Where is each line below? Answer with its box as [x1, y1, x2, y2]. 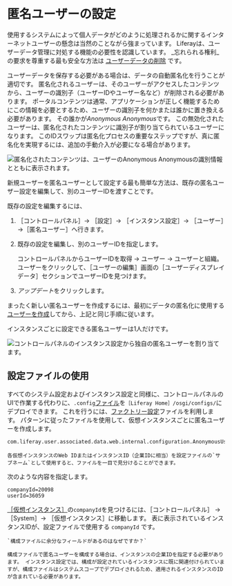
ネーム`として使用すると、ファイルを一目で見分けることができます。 [12, 459, 180, 466]
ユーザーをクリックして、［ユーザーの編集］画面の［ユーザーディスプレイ [17, 263, 225, 271]
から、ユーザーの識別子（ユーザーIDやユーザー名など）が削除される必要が [7, 88, 219, 97]
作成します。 [19, 424, 55, 432]
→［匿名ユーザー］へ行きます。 [17, 225, 108, 233]
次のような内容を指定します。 [7, 472, 92, 481]
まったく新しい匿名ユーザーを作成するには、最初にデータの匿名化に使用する [7, 301, 225, 309]
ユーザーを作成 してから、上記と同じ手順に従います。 [7, 309, 157, 318]
